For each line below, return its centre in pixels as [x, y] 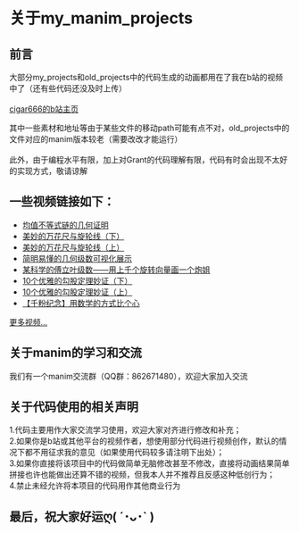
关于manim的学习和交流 [76, 353]
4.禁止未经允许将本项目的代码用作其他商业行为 [95, 486]
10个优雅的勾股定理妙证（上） [77, 292]
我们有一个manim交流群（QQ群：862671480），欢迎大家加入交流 [129, 376]
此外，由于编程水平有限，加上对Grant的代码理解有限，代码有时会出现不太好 [149, 160]
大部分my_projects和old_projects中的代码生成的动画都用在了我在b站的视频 [146, 77]
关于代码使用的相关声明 [74, 407]
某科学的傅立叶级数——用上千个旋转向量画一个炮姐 [116, 270]
